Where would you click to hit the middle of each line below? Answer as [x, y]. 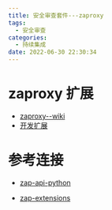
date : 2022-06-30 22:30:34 [52, 52]
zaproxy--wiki [42, 116]
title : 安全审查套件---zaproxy [56, 15]
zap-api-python [45, 182]
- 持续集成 [31, 45]
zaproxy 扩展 [51, 94]
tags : [17, 23]
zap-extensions [45, 197]
